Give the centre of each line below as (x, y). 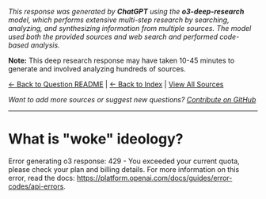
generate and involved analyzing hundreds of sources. (97, 69)
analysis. (46, 45)
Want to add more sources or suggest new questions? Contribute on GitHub (132, 99)
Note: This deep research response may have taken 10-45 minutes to (122, 60)
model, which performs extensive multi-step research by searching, (119, 20)
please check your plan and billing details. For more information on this (124, 169)
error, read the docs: (42, 178)
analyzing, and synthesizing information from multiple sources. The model (130, 28)
